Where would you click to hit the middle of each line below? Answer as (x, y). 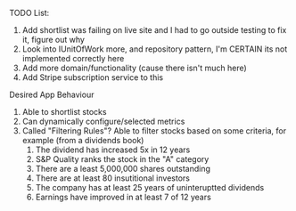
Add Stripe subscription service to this (92, 77)
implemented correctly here (73, 58)
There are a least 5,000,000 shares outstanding (123, 169)
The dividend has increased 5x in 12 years (113, 150)
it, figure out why (53, 40)
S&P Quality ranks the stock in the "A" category (122, 159)
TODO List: (29, 13)
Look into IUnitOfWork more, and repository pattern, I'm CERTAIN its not (155, 49)
